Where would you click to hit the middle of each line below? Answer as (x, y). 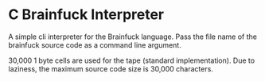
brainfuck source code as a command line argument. (95, 44)
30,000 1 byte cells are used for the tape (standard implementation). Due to (132, 60)
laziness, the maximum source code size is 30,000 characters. (111, 68)
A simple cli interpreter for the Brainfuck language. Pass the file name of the (132, 37)
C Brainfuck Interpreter (86, 15)
